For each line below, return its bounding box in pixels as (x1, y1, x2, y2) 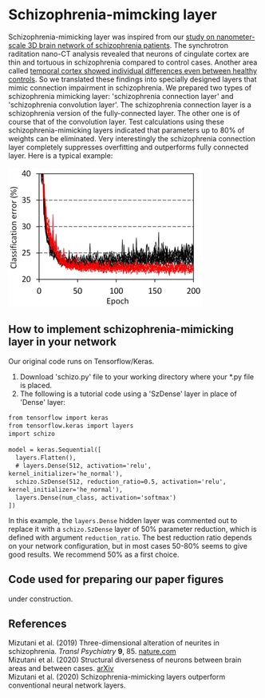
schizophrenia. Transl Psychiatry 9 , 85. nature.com (8, 647, 177, 656)
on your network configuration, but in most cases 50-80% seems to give (8, 541, 247, 550)
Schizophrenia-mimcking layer (8, 6, 217, 24)
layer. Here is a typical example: (8, 150, 113, 161)
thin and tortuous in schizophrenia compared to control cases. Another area (8, 58, 258, 67)
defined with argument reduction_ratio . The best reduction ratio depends (8, 533, 253, 542)
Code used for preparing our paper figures (8, 573, 224, 586)
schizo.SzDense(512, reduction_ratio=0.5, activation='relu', (15, 478, 227, 486)
